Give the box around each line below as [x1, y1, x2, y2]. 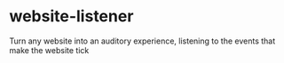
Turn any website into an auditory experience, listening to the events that [9, 35, 276, 46]
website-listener [9, 6, 134, 27]
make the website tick [9, 44, 90, 55]
